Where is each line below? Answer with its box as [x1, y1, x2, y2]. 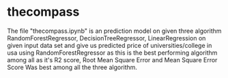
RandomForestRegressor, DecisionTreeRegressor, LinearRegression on [7, 34, 206, 42]
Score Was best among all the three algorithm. [7, 63, 138, 71]
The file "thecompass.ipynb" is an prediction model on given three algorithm [7, 27, 222, 35]
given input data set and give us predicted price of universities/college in [7, 41, 212, 49]
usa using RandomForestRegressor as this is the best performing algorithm [7, 49, 218, 57]
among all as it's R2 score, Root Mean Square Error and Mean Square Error [7, 55, 218, 64]
